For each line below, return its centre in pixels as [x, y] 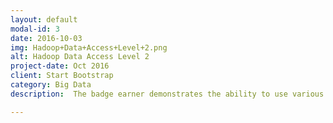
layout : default [44, 19]
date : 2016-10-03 [46, 38]
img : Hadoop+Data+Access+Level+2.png [89, 47]
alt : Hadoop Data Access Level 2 [80, 57]
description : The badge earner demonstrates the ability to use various [167, 94]
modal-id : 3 [35, 29]
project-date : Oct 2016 [60, 66]
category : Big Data [51, 85]
